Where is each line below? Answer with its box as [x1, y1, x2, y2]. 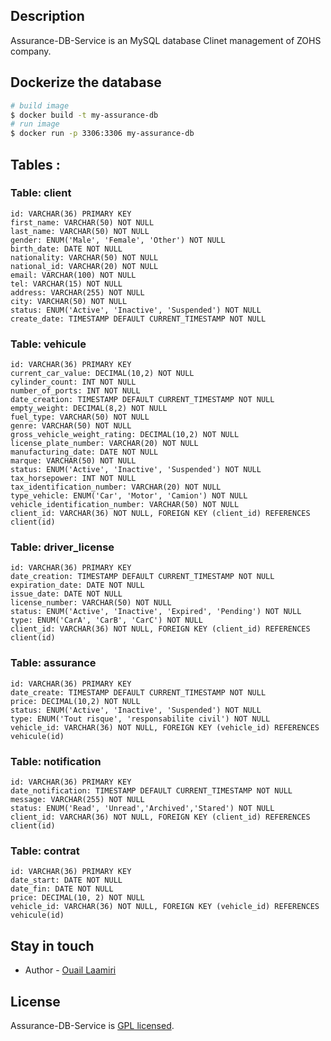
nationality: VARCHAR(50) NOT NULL [10, 252, 159, 263]
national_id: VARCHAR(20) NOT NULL [10, 261, 159, 271]
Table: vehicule [10, 337, 87, 351]
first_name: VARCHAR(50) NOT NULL [10, 217, 155, 228]
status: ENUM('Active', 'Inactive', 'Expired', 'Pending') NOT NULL [10, 607, 302, 617]
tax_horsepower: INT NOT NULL [10, 474, 137, 484]
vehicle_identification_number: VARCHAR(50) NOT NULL [10, 500, 240, 510]
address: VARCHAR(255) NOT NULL [10, 287, 145, 298]
